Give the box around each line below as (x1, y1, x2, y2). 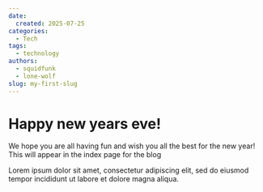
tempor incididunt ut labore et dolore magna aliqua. (8, 174, 180, 184)
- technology (15, 49, 60, 58)
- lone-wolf (15, 72, 57, 80)
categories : (8, 27, 49, 35)
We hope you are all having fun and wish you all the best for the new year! (8, 141, 256, 151)
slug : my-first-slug (8, 79, 78, 87)
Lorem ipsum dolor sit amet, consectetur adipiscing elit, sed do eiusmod (8, 165, 249, 175)
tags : (8, 42, 27, 50)
